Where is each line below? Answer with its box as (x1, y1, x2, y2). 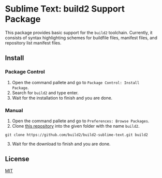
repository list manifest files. (5, 40, 61, 45)
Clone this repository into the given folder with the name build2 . (12, 123, 140, 129)
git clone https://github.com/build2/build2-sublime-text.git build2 (5, 132, 148, 137)
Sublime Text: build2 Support (5, 3, 125, 15)
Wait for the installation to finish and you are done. (12, 95, 113, 101)
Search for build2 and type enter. (12, 89, 79, 95)
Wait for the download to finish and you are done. (12, 141, 111, 147)
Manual (5, 107, 23, 114)
